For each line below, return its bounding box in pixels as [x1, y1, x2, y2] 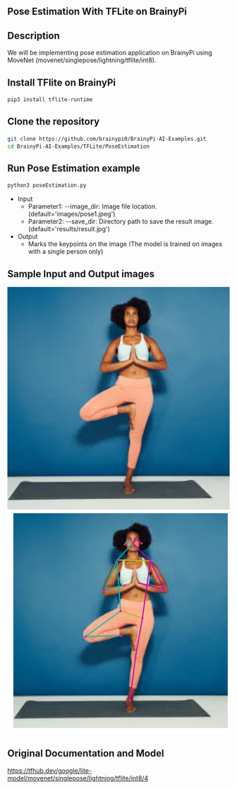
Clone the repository [7, 116, 100, 128]
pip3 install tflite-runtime [7, 96, 93, 103]
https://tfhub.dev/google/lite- [7, 766, 92, 775]
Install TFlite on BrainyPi [7, 76, 116, 88]
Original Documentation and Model [7, 747, 164, 759]
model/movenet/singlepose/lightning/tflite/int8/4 [7, 773, 149, 782]
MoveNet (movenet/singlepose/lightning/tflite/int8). [7, 56, 157, 64]
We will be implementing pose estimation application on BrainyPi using [7, 49, 213, 57]
